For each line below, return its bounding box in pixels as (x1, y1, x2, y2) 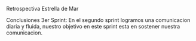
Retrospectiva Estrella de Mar (6, 5, 79, 12)
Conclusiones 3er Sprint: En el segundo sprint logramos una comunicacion (6, 17, 191, 23)
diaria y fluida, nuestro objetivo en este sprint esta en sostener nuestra (6, 23, 180, 30)
